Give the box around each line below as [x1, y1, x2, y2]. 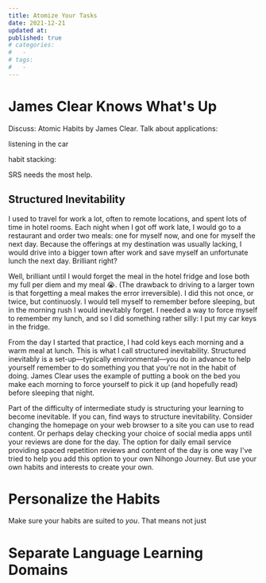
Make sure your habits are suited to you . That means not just [8, 516, 206, 526]
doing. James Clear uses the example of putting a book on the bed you [8, 370, 241, 381]
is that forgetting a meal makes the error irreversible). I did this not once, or [8, 288, 254, 297]
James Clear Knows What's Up [8, 97, 217, 115]
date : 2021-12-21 [8, 19, 66, 27]
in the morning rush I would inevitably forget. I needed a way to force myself [8, 305, 258, 314]
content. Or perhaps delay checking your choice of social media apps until [8, 428, 253, 438]
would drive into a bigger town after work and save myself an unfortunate [8, 247, 249, 257]
